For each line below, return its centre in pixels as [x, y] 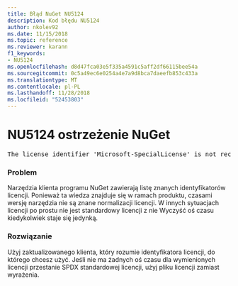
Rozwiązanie [30, 236]
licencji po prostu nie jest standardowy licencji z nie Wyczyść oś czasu [111, 211]
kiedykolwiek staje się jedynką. [52, 218]
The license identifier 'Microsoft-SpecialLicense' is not [112, 154]
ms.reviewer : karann [38, 47]
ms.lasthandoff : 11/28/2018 [49, 93]
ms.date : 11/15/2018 [38, 34]
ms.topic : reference [38, 40]
